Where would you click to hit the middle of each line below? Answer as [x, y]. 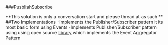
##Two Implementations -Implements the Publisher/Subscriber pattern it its [84, 22]
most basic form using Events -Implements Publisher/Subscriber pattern [81, 27]
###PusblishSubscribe [29, 7]
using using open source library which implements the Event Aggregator [81, 33]
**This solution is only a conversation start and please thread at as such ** [84, 17]
